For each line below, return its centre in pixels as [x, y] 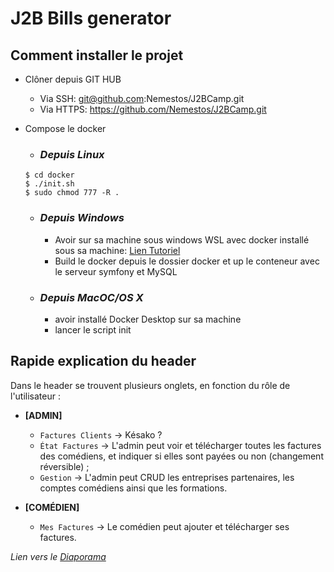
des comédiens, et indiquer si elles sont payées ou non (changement [181, 456]
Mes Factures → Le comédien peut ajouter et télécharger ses [164, 526]
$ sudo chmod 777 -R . [72, 193]
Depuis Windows [82, 218]
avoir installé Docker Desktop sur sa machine [148, 319]
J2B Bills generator [91, 18]
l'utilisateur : [35, 396]
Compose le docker [65, 128]
